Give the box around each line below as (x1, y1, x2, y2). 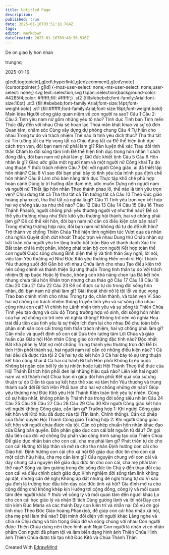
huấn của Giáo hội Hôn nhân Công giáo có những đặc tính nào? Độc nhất (5, 336, 157, 342)
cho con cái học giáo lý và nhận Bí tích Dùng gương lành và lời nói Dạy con (5, 496, 160, 503)
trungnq (5, 59, 22, 65)
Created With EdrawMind (5, 544, 58, 550)
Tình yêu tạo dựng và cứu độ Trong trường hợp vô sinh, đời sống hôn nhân (5, 309, 160, 315)
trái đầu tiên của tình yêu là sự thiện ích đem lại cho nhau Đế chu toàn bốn (5, 320, 159, 326)
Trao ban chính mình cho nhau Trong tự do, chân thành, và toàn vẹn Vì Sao (5, 293, 161, 299)
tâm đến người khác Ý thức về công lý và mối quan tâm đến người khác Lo (5, 491, 160, 497)
